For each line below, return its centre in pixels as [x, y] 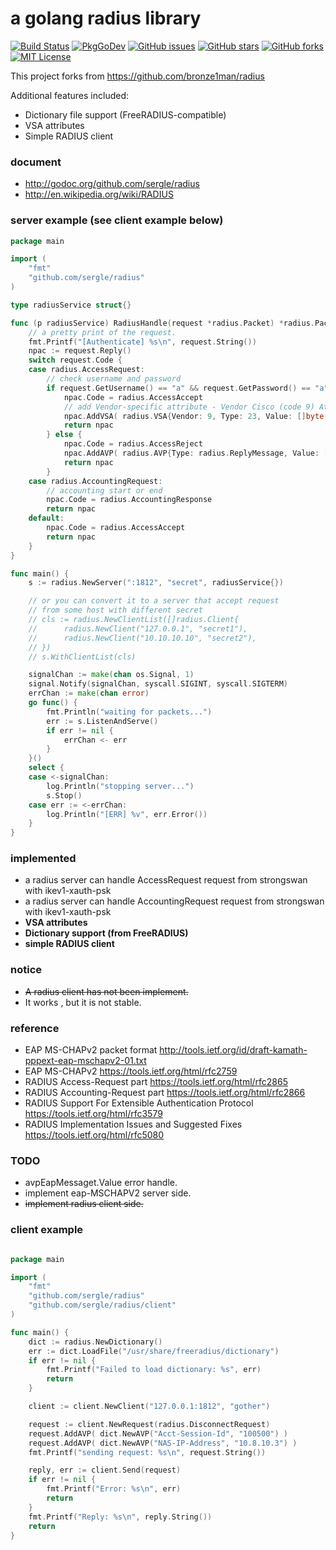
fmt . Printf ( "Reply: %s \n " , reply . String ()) [120, 1517]
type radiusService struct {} [71, 305]
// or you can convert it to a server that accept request [154, 601]
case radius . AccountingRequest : [95, 481]
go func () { [53, 703]
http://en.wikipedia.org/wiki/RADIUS [99, 194]
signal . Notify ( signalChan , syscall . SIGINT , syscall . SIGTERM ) [158, 684]
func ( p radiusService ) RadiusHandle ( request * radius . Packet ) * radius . [162, 323]
